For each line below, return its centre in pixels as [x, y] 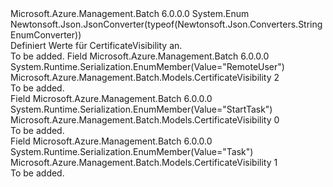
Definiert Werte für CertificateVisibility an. [96, 45]
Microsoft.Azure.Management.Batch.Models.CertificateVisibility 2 [145, 77]
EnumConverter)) [46, 35]
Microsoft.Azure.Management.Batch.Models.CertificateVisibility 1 [144, 162]
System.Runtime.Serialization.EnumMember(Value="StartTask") [141, 109]
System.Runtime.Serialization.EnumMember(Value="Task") [132, 151]
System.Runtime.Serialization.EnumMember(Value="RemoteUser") [147, 66]
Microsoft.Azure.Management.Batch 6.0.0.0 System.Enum [130, 13]
